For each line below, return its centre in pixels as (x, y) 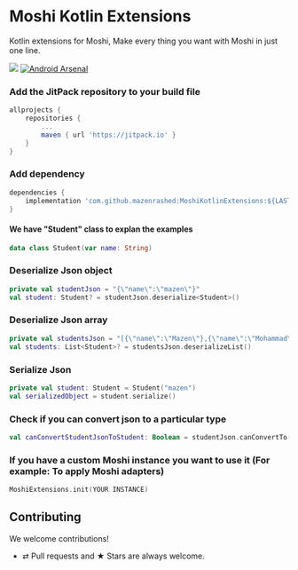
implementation (53, 201)
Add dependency (47, 174)
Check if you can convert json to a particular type (118, 419)
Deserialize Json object (61, 271)
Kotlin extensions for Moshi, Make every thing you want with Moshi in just (143, 41)
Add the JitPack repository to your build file (105, 91)
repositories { (53, 119)
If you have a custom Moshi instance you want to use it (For (140, 460)
